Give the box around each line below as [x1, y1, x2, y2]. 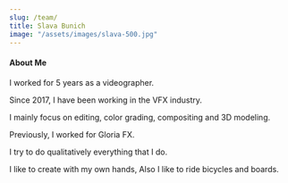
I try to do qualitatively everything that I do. [9, 146, 168, 157]
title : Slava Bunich [9, 21, 87, 30]
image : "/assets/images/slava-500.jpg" [9, 29, 158, 38]
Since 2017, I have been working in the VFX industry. [9, 95, 203, 105]
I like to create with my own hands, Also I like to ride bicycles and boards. [9, 163, 279, 174]
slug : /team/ [9, 12, 58, 22]
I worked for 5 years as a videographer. [9, 77, 155, 87]
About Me [9, 57, 47, 68]
